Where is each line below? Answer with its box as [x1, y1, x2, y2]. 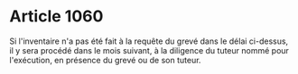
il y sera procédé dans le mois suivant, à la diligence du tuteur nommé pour [9, 45, 289, 55]
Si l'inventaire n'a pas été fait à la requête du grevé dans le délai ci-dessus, [9, 36, 289, 46]
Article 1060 [9, 6, 104, 27]
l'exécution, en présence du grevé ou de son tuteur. [9, 54, 201, 65]
